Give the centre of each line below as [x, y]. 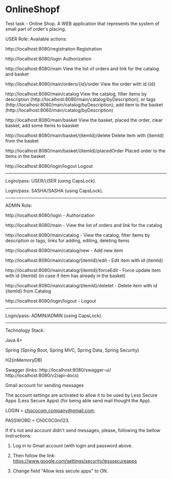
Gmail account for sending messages [45, 385]
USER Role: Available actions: [36, 39]
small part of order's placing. [36, 29]
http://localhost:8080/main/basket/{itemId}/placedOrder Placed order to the [85, 151]
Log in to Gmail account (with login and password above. [73, 445]
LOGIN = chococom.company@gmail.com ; [50, 410]
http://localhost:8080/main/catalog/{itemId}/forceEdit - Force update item [83, 270]
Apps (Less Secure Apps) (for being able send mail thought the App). [78, 400]
